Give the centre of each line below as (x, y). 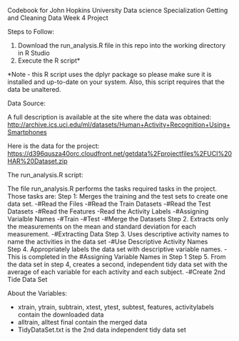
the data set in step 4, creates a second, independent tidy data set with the (118, 264)
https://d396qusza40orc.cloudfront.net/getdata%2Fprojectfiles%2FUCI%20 (120, 153)
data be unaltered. (34, 89)
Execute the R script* (49, 61)
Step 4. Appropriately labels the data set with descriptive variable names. (115, 249)
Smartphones (27, 132)
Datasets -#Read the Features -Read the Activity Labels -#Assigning (108, 211)
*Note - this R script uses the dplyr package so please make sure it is (110, 74)
